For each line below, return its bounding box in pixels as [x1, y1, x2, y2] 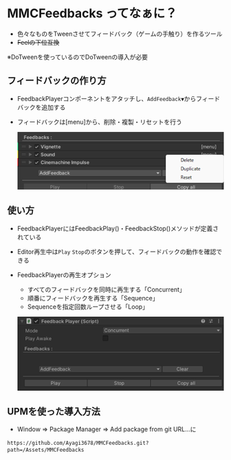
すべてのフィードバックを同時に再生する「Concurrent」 [27, 285, 186, 294]
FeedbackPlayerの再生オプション [16, 270, 111, 278]
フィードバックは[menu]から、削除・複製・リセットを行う [16, 118, 182, 126]
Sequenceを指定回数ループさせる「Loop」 [27, 303, 149, 311]
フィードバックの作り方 [7, 75, 107, 87]
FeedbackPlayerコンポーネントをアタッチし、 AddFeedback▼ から [16, 94, 197, 102]
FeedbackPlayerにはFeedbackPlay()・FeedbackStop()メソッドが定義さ [16, 224, 219, 232]
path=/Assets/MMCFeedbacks [7, 447, 85, 454]
